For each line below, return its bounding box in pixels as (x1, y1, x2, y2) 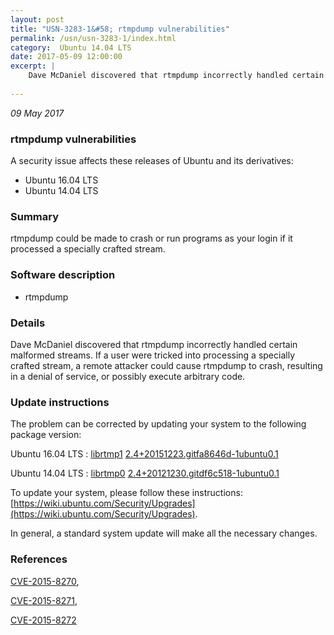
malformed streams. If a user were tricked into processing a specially (10, 349, 295, 361)
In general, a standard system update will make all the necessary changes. (10, 527, 318, 540)
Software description (10, 268, 116, 282)
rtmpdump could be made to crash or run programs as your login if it (10, 232, 293, 245)
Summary (10, 209, 60, 223)
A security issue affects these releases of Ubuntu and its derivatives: (10, 155, 294, 167)
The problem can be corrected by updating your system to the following (10, 418, 307, 430)
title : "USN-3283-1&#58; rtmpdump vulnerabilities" (10, 24, 230, 34)
